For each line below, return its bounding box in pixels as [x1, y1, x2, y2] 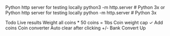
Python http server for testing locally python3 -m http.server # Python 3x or [5, 5, 165, 10]
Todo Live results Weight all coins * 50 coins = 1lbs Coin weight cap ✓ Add [5, 20, 163, 25]
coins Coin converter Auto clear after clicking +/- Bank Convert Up [5, 25, 146, 31]
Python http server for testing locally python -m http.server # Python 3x [5, 10, 157, 16]
